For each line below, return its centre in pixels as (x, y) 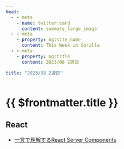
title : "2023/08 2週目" (34, 73)
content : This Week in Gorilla (61, 46)
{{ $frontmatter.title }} (62, 102)
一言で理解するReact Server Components (65, 140)
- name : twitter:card (43, 23)
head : (12, 12)
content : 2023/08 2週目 (50, 62)
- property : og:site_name (49, 40)
